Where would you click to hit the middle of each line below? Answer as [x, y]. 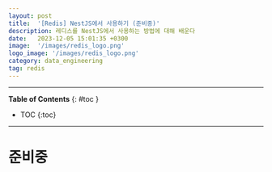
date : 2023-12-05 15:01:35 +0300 [68, 38]
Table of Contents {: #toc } [54, 99]
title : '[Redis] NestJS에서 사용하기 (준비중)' [84, 23]
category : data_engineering [56, 61]
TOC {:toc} [38, 115]
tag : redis [27, 69]
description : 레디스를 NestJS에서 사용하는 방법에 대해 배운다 [102, 31]
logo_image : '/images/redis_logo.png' [74, 53]
